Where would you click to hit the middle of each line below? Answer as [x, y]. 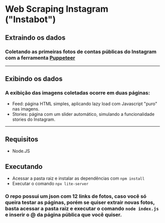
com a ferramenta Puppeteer [40, 57]
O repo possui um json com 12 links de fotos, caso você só [76, 196]
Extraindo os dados [35, 38]
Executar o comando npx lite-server [50, 184]
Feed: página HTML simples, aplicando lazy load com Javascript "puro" [85, 104]
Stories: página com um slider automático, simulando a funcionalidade [83, 114]
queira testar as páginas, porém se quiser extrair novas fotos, [80, 202]
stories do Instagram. [34, 119]
